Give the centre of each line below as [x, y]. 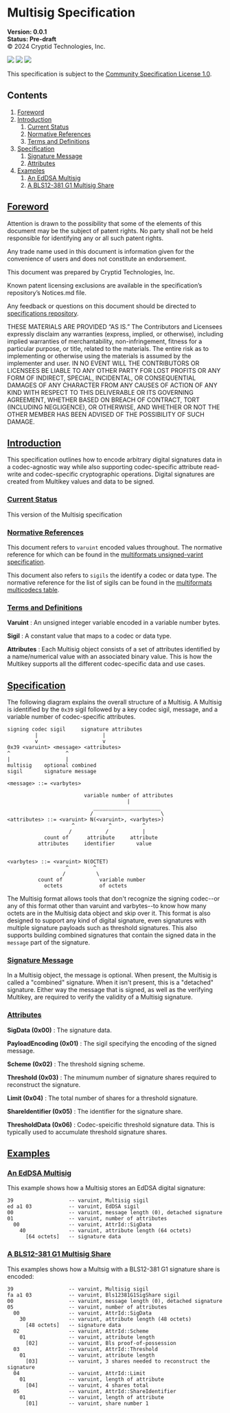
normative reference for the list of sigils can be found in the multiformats [110, 582]
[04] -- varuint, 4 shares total [87, 1385]
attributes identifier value [95, 844]
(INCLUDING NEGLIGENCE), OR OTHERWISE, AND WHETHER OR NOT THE [114, 407]
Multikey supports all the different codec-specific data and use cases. [106, 664]
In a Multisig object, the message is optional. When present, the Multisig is [112, 975]
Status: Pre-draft [32, 39]
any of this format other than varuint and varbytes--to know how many [107, 906]
